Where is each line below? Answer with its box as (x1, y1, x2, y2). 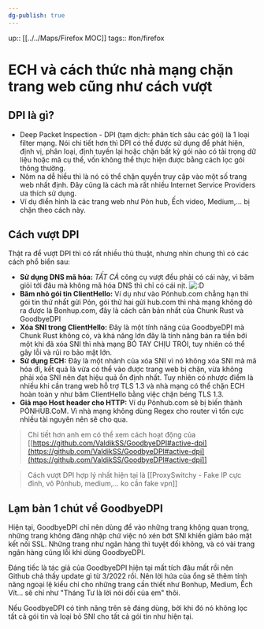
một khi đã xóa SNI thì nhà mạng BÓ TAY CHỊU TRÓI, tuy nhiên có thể (19, 340, 246, 349)
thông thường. (19, 163, 66, 173)
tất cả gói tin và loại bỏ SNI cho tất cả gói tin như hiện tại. (8, 612, 194, 621)
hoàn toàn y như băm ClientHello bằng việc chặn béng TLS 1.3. (19, 389, 225, 399)
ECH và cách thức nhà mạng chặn (8, 61, 234, 79)
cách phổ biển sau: (8, 257, 71, 266)
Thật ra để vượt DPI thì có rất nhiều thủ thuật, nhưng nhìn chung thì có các (8, 249, 250, 259)
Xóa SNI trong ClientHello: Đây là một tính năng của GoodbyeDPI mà (19, 322, 244, 332)
